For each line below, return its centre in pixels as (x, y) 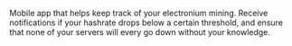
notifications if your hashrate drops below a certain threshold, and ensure (146, 23)
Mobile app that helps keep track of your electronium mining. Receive (139, 13)
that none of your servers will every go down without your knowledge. (140, 32)
